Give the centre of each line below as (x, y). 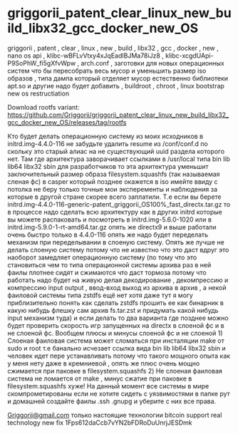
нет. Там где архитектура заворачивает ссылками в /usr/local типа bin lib (119, 159)
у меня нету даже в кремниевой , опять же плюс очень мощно (104, 363)
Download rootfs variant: (43, 107)
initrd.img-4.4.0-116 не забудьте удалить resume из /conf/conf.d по (108, 143)
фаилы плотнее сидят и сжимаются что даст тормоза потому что (107, 272)
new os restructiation (38, 93)
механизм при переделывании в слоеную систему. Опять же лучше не (116, 242)
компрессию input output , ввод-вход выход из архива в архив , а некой (117, 287)
